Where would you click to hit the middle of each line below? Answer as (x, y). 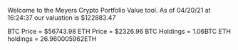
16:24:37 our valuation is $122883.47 (62, 18)
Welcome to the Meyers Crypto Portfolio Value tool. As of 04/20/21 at (109, 10)
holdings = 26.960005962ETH (52, 39)
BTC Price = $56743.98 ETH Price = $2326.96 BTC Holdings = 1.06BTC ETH (119, 31)
